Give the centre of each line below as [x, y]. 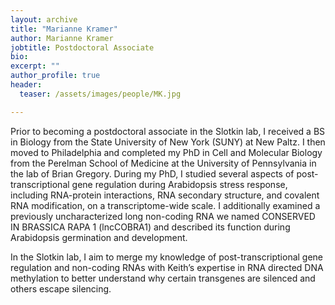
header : [26, 85]
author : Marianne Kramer [62, 38]
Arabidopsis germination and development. [99, 237]
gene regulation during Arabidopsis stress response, [179, 184]
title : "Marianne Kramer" [64, 29]
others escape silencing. [61, 288]
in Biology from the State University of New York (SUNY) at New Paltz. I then [168, 142]
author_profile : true [55, 76]
